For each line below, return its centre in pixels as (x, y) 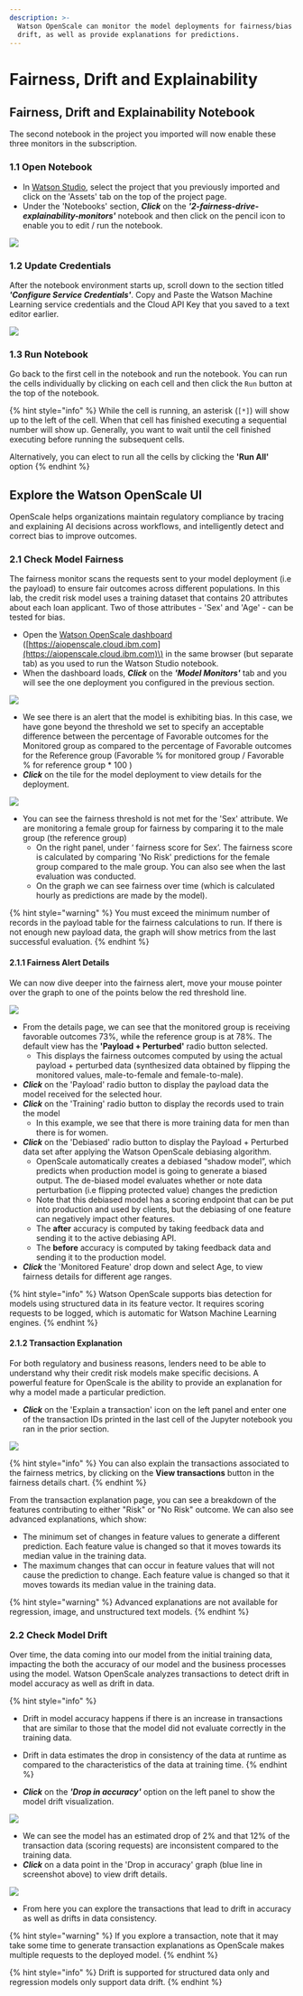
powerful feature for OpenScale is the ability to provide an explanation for (146, 1382)
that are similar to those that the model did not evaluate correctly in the (154, 1728)
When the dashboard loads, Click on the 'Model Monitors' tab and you (154, 673)
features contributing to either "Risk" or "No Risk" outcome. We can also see (151, 1509)
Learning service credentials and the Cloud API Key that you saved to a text (150, 304)
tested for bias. (37, 617)
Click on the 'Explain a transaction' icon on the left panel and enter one (154, 1409)
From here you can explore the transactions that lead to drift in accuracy (156, 1909)
